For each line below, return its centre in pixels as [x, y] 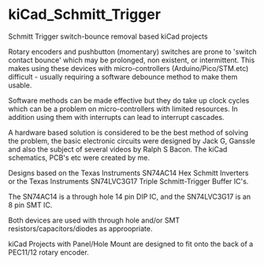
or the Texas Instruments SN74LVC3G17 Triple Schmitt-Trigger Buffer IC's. [128, 181]
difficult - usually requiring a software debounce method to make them [123, 77]
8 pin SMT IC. [30, 205]
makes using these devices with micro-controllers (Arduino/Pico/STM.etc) [128, 68]
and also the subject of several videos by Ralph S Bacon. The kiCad [118, 149]
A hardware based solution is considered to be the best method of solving [128, 132]
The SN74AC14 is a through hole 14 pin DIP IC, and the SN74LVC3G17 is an [129, 196]
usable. [20, 85]
